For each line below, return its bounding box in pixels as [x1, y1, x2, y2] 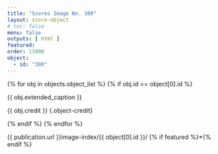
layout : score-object [7, 16, 69, 23]
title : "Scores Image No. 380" [7, 10, 97, 17]
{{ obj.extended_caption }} [7, 93, 83, 101]
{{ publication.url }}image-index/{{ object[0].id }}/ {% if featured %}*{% [7, 133, 212, 141]
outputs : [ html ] [7, 36, 60, 42]
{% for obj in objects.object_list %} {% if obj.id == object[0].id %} [7, 79, 193, 88]
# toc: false [7, 23, 45, 29]
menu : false [7, 29, 41, 36]
